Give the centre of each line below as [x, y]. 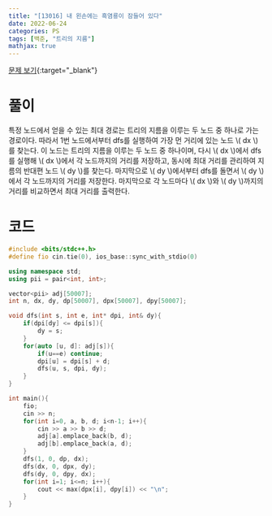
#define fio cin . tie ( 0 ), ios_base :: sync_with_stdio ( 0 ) [103, 257]
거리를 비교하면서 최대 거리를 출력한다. [69, 191]
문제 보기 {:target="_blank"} [53, 71]
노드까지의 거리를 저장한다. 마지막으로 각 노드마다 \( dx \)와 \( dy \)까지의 [148, 181]
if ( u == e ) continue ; [71, 353]
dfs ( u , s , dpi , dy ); [72, 369]
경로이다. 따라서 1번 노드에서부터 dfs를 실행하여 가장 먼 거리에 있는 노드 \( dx [130, 141]
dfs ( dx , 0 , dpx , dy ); [59, 466]
